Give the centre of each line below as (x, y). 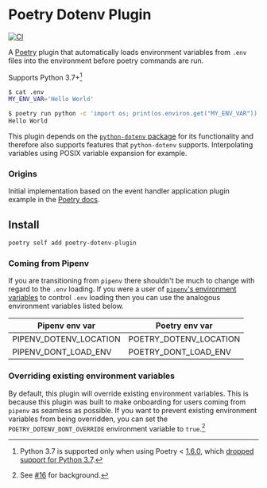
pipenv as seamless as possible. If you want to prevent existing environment (133, 410)
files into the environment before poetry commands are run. (106, 61)
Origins (23, 174)
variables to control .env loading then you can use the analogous (114, 298)
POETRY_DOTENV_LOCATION (184, 339)
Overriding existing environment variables (91, 376)
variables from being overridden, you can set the (88, 419)
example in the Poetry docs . (54, 200)
